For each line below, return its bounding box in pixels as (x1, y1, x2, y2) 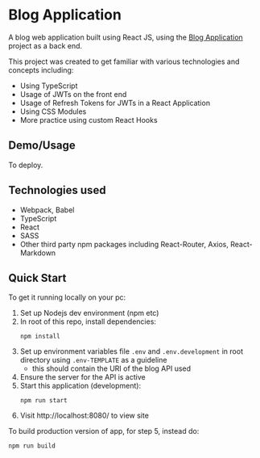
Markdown (19, 248, 56, 258)
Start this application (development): (19, 381, 142, 391)
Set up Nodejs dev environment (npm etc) (19, 309, 159, 318)
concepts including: (8, 65, 74, 74)
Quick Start (8, 271, 67, 284)
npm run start (19, 397, 68, 405)
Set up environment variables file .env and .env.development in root (19, 347, 244, 356)
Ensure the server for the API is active (19, 372, 147, 382)
